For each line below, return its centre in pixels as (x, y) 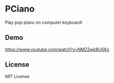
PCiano (20, 9)
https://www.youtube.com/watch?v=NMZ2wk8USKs (57, 49)
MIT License (17, 76)
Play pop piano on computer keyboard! (44, 22)
